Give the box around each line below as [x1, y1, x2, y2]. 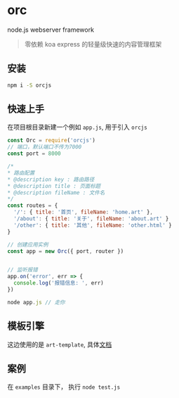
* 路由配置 [7, 169, 35, 176]
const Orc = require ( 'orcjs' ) [7, 137, 96, 144]
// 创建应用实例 [7, 241, 48, 248]
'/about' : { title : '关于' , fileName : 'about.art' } [13, 216, 169, 223]
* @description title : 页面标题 [7, 182, 101, 189]
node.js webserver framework [7, 25, 95, 34]
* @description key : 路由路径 [7, 175, 95, 183]
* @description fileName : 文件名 [7, 189, 105, 196]
